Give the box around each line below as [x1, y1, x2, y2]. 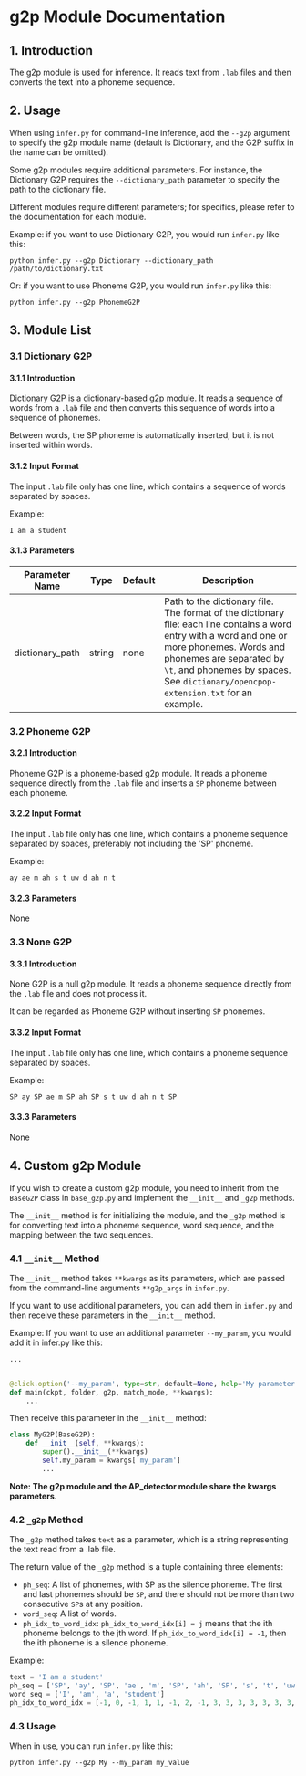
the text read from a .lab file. [9, 1544, 116, 1555]
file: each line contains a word [163, 618, 292, 631]
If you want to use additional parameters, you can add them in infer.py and [9, 1300, 293, 1311]
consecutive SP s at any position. [22, 1599, 144, 1610]
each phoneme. [9, 787, 68, 798]
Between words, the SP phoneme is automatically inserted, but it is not [9, 430, 275, 441]
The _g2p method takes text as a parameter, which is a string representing [9, 1534, 289, 1545]
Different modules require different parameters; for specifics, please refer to [9, 201, 295, 212]
